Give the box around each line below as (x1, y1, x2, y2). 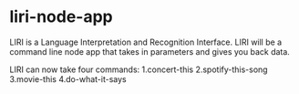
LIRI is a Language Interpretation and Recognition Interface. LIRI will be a (9, 37, 283, 47)
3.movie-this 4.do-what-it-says (9, 73, 127, 84)
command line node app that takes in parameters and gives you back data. (9, 46, 290, 57)
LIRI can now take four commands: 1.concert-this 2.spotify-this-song (9, 64, 268, 75)
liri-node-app (9, 6, 113, 27)
